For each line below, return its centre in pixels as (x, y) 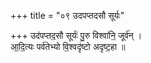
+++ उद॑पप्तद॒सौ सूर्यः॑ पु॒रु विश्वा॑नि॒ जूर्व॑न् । (76, 35)
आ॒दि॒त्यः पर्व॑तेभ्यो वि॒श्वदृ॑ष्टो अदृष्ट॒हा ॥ (68, 46)
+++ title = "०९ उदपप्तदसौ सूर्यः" (67, 15)
